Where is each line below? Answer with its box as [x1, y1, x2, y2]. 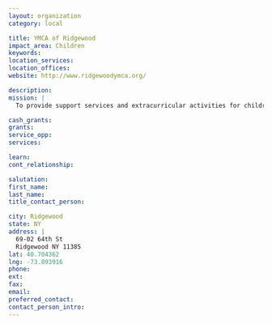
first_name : [8, 183, 49, 191]
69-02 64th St [15, 235, 63, 243]
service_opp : [8, 131, 53, 139]
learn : [8, 153, 31, 161]
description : [8, 86, 53, 94]
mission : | [8, 94, 45, 102]
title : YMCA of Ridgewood [8, 34, 96, 42]
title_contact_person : [8, 198, 85, 207]
